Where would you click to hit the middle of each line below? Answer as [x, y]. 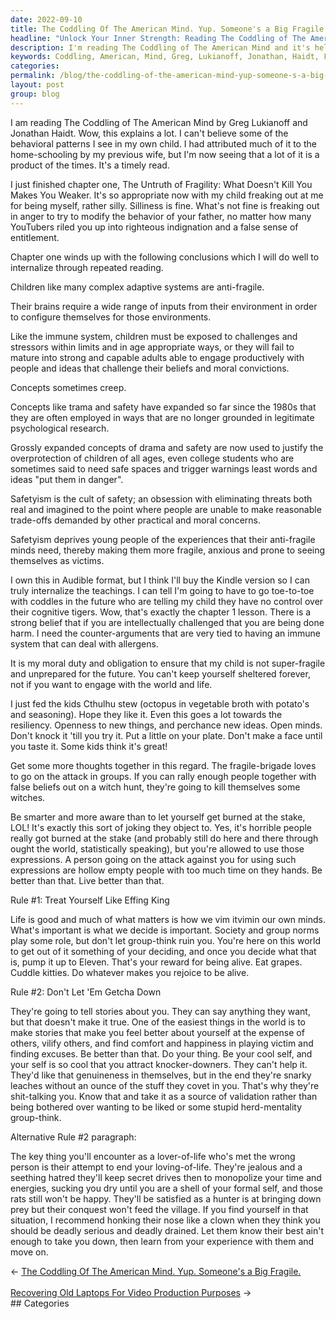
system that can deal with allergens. [84, 643]
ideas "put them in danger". [67, 479]
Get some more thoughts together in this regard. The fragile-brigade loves [163, 765]
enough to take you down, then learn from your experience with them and [162, 1241]
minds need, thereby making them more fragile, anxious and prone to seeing [168, 550]
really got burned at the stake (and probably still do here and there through [164, 838]
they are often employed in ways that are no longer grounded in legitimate [162, 417]
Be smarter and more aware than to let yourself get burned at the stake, [158, 817]
